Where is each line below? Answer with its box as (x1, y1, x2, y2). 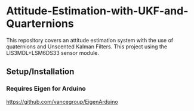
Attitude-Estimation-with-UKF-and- (6, 4, 189, 18)
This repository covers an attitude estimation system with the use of (6, 36, 174, 44)
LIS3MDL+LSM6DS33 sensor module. (6, 49, 100, 56)
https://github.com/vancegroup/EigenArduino (6, 98, 118, 105)
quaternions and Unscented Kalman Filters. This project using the (6, 43, 168, 50)
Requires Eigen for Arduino (6, 85, 87, 93)
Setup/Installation (6, 67, 75, 77)
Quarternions (6, 17, 74, 30)
